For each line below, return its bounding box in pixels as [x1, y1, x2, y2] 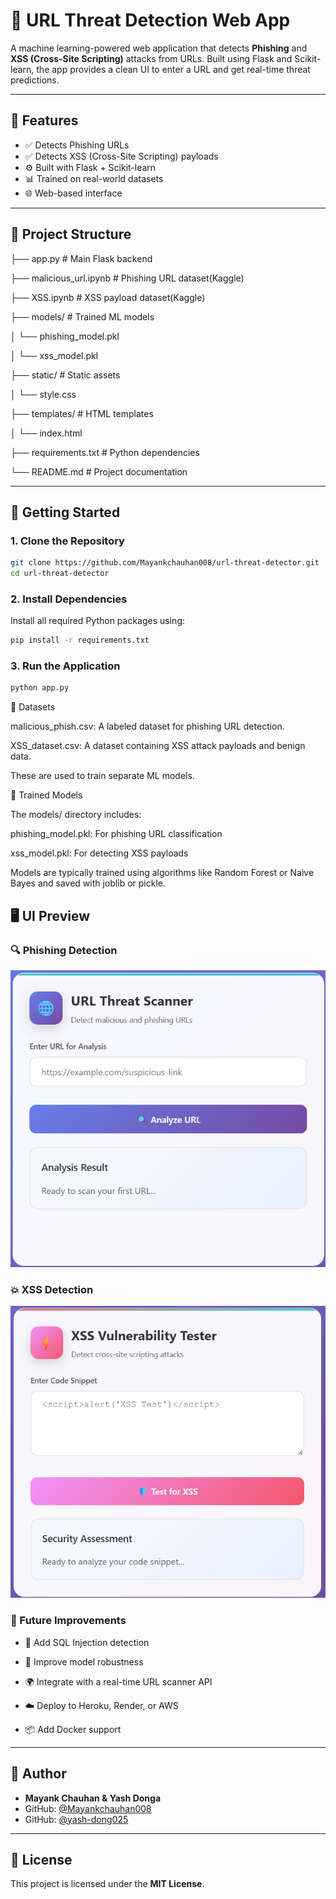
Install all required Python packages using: [10, 615, 185, 627]
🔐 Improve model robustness [24, 1655, 144, 1668]
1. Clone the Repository [10, 534, 125, 548]
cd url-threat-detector [10, 569, 110, 579]
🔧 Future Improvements [10, 1614, 127, 1628]
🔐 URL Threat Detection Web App [10, 9, 291, 32]
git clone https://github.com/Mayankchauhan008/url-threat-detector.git [10, 558, 320, 568]
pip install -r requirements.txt [10, 635, 150, 646]
